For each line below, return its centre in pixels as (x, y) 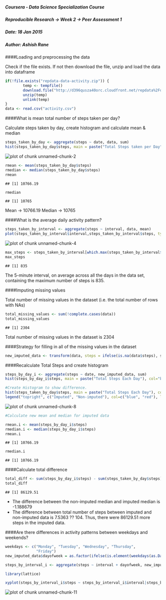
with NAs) (15, 305)
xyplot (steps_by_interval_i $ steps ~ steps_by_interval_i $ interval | (76, 583)
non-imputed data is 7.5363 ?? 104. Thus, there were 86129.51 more (81, 518)
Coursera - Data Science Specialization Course (55, 7)
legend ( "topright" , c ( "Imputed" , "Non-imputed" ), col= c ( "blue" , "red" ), (82, 397)
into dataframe (20, 72)
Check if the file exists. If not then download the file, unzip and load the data (83, 67)
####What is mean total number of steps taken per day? (62, 118)
